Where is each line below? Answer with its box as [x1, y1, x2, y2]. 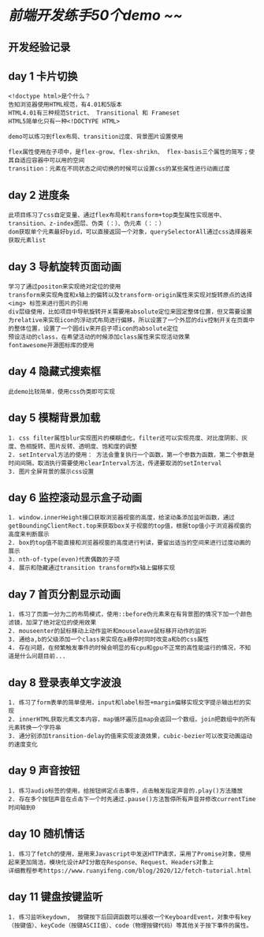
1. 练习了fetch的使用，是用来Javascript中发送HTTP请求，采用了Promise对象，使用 [8, 849, 251, 858]
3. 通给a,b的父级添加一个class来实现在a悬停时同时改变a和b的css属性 [8, 635, 210, 643]
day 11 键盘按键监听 [8, 890, 103, 904]
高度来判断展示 [8, 530, 50, 538]
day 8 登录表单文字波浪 [8, 676, 122, 689]
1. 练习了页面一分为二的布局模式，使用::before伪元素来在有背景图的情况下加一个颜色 [8, 610, 252, 619]
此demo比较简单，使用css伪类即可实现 [8, 388, 116, 395]
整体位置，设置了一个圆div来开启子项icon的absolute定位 [13, 324, 179, 333]
